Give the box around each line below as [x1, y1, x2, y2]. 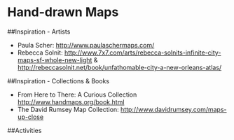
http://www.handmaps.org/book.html [17, 97, 125, 106]
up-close [17, 113, 44, 121]
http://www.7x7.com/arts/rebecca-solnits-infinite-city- [64, 48, 221, 57]
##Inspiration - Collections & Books [7, 76, 110, 85]
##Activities [7, 126, 42, 134]
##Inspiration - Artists [7, 27, 71, 36]
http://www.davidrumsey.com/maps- [120, 105, 227, 113]
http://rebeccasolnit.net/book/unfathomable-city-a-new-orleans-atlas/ [17, 63, 222, 71]
